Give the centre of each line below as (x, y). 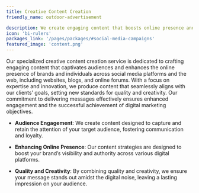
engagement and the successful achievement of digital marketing (86, 105)
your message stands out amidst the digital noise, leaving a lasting (96, 177)
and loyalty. (29, 136)
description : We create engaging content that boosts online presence (95, 28)
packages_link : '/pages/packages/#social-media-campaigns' (81, 39)
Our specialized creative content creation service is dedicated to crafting (95, 61)
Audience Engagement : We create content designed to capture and (98, 123)
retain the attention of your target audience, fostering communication (99, 129)
